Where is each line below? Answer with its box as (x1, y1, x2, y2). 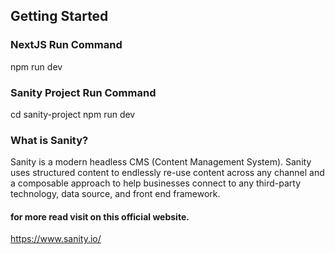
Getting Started (10, 8, 109, 25)
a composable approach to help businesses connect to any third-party (10, 177, 302, 189)
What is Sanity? (10, 133, 89, 147)
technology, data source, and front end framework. (10, 188, 221, 200)
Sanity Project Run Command (10, 85, 157, 99)
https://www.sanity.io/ (10, 233, 102, 245)
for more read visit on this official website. (10, 210, 190, 223)
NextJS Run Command (10, 38, 123, 52)
